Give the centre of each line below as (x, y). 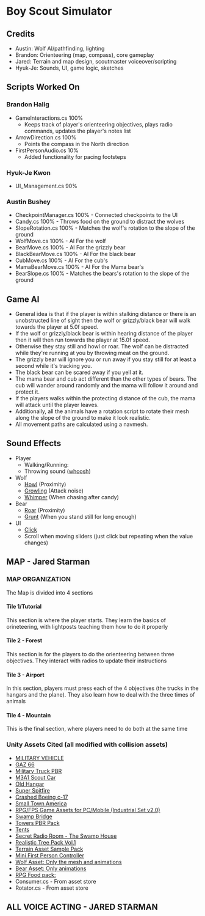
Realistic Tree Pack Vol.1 (45, 842)
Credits (21, 34)
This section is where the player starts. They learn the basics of (86, 620)
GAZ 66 (25, 764)
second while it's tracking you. (54, 366)
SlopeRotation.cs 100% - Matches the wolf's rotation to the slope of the (105, 228)
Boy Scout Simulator (59, 11)
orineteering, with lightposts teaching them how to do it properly (87, 626)
